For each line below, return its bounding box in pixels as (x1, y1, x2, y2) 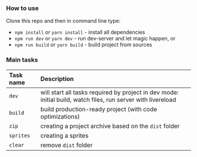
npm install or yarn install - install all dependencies (14, 29, 145, 36)
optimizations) (40, 112, 80, 121)
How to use (6, 4, 39, 12)
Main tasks (6, 56, 38, 64)
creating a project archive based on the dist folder (40, 122, 180, 130)
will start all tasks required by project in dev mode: (40, 88, 179, 96)
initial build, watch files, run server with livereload (40, 95, 176, 104)
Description (40, 74, 74, 83)
